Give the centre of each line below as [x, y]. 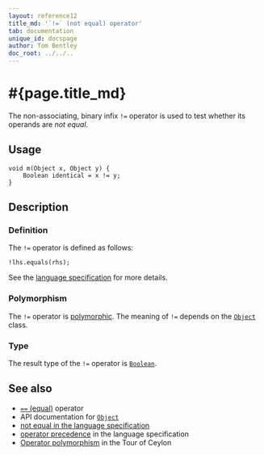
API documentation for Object [69, 416]
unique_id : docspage [43, 38]
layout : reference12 [43, 16]
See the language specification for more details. [88, 278]
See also [30, 389]
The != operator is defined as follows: [71, 248]
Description [38, 207]
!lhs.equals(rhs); [39, 263]
